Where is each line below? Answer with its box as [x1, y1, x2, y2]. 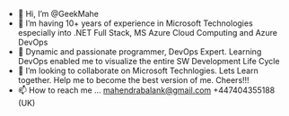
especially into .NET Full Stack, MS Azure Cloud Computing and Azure [17, 28, 278, 37]
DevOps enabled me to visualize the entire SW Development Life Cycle [17, 56, 280, 66]
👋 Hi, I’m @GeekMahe [17, 9, 99, 19]
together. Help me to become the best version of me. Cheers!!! [17, 75, 250, 85]
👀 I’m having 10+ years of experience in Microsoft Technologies [17, 18, 253, 29]
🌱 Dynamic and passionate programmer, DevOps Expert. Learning [17, 46, 262, 57]
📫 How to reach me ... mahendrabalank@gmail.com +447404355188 [17, 85, 276, 95]
